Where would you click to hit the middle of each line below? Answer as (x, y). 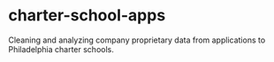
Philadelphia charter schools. (61, 49)
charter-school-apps (87, 15)
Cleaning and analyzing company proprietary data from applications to (137, 40)
